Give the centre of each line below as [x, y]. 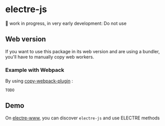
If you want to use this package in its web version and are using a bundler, [83, 51]
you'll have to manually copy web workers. [50, 57]
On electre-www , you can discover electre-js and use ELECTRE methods [82, 118]
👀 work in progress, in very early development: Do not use [66, 23]
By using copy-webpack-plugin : [39, 81]
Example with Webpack [35, 70]
